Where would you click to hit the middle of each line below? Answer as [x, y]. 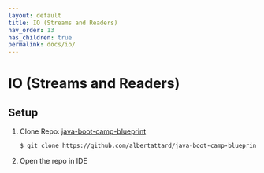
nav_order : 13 [32, 30]
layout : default [35, 15]
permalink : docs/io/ [42, 45]
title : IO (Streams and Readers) [63, 23]
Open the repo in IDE [54, 161]
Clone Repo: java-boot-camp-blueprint [83, 131]
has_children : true [40, 37]
